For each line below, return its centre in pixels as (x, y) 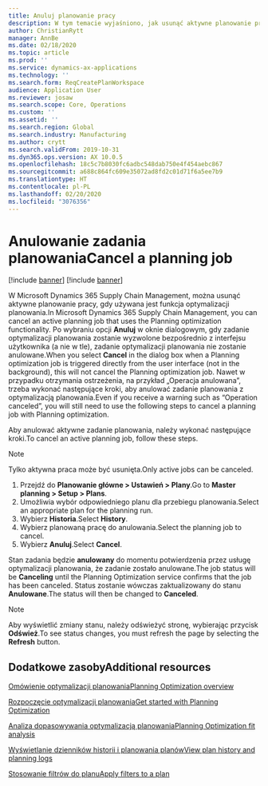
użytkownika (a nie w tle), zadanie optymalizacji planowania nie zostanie (128, 347)
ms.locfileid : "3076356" (49, 201)
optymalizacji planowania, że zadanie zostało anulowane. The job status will (132, 569)
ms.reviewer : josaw (41, 98)
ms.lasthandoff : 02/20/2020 (55, 194)
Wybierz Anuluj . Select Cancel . (71, 545)
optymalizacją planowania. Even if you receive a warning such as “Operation (133, 397)
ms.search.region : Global (51, 127)
